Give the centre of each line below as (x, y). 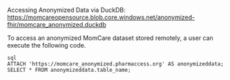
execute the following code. (47, 45)
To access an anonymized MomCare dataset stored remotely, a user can (111, 38)
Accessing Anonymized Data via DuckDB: (66, 10)
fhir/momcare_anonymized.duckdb (57, 24)
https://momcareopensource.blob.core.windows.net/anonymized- (101, 17)
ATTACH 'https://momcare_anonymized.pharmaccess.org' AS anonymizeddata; (116, 64)
